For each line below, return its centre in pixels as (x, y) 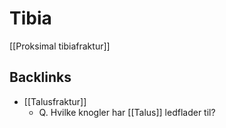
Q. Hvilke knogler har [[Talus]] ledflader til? (127, 112)
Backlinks (40, 77)
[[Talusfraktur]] (55, 101)
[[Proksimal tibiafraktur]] (60, 46)
